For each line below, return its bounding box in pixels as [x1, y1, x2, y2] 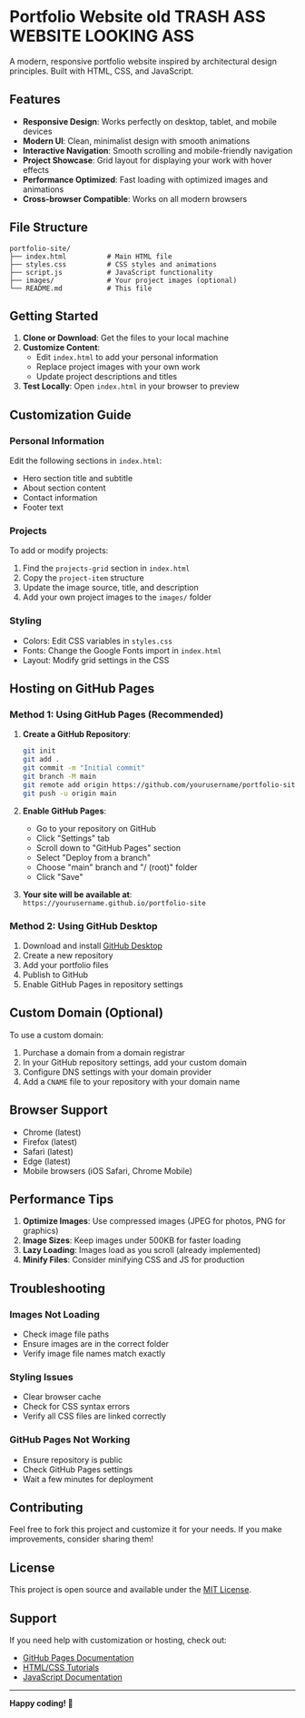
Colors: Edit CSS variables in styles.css [22, 635, 172, 646]
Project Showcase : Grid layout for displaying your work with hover [22, 155, 272, 166]
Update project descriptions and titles [35, 371, 178, 382]
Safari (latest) [22, 1146, 74, 1157]
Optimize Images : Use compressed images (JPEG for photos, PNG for [22, 1216, 286, 1227]
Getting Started [9, 308, 99, 324]
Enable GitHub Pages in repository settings [22, 978, 183, 989]
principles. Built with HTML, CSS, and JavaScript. [9, 66, 194, 76]
